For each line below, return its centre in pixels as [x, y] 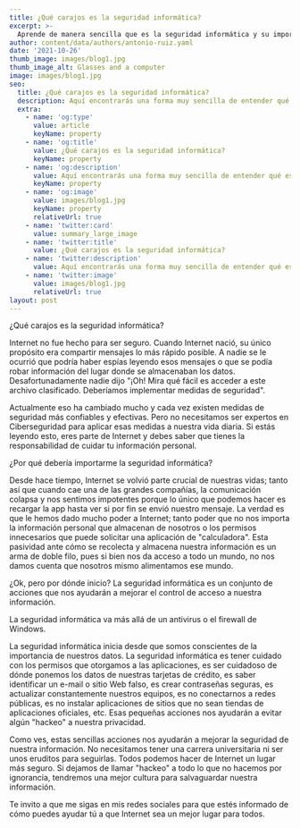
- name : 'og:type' [59, 117]
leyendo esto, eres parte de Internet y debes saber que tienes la [127, 436]
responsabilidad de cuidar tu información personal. [103, 446]
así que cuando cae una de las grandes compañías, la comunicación [135, 490]
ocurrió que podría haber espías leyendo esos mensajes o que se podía [141, 362]
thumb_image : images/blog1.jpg [67, 59]
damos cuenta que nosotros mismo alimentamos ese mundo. [121, 566]
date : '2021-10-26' [46, 51]
